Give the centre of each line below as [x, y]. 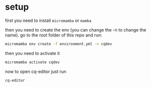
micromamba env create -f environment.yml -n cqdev [58, 44]
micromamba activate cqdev [32, 62]
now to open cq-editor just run [36, 71]
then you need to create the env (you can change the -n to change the [76, 30]
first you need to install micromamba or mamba [48, 20]
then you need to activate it [32, 53]
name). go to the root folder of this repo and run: [54, 35]
